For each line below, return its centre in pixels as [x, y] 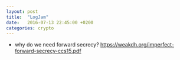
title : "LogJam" [27, 17]
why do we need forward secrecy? [57, 45]
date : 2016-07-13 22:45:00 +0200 [50, 22]
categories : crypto [30, 28]
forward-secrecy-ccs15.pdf [48, 51]
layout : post [22, 11]
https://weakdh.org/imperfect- [137, 45]
